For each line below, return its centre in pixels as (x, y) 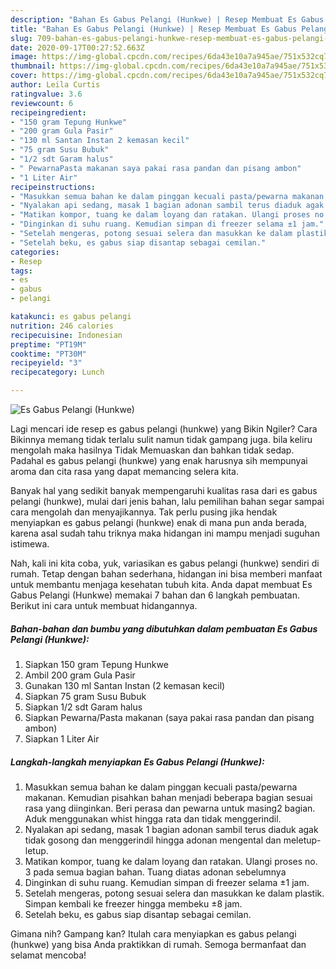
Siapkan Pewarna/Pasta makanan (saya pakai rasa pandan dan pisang (169, 717)
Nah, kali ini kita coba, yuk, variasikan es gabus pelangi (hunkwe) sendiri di (165, 563)
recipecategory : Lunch (57, 372)
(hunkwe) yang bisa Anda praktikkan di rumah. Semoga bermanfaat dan (158, 944)
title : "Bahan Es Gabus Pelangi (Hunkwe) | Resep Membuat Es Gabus (154, 29)
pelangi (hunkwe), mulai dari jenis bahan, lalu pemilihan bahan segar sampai (167, 501)
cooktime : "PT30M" (48, 354)
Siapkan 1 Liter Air (62, 738)
